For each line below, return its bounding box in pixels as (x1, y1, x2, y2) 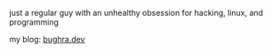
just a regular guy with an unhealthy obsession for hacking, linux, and (9, 8, 264, 18)
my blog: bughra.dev (9, 34, 85, 44)
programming (9, 17, 60, 27)
